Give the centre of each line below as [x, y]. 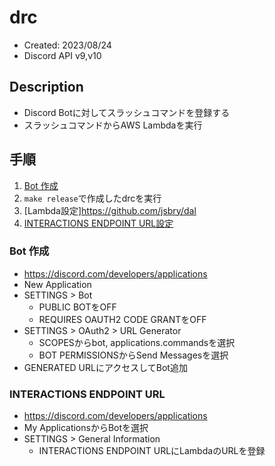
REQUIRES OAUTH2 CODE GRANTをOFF [122, 319]
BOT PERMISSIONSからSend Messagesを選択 [133, 355]
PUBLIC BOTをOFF [77, 307]
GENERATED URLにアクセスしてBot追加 [105, 367]
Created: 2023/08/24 [67, 45]
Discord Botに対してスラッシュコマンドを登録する [127, 112]
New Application [57, 284]
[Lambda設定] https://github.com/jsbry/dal [110, 210]
